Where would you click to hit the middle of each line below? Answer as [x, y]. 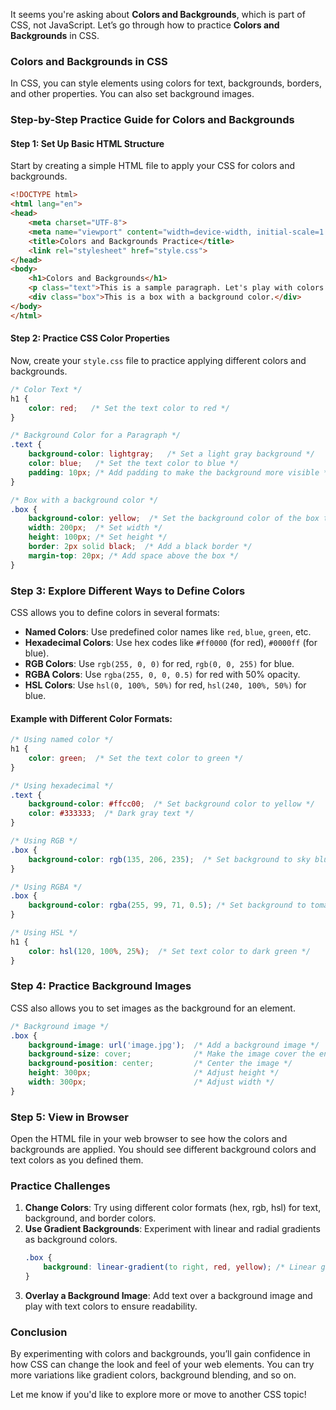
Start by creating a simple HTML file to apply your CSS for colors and [152, 166]
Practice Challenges [60, 1186]
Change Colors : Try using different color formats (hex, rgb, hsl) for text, [173, 1208]
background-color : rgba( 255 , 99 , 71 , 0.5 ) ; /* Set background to [167, 905]
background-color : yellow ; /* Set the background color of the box [174, 519]
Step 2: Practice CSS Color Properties [90, 338]
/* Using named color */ [62, 740]
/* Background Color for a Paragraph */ [96, 435]
